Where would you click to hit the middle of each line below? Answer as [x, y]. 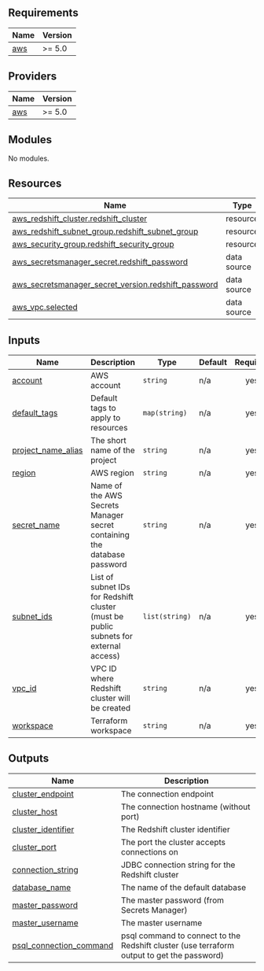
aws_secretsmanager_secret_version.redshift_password [115, 285]
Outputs [29, 759]
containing [110, 535]
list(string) [167, 617]
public [102, 626]
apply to [105, 418]
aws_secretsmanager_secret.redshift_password [100, 262]
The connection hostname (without [185, 807]
